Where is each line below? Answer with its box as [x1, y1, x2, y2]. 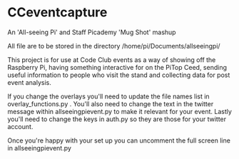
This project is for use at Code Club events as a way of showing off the [7, 55, 216, 64]
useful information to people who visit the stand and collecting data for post [7, 71, 230, 79]
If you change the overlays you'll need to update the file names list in [7, 92, 210, 101]
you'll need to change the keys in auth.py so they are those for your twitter [7, 115, 227, 123]
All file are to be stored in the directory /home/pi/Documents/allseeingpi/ [7, 41, 220, 50]
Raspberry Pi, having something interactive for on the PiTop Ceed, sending [7, 63, 227, 71]
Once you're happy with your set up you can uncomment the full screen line [7, 136, 230, 145]
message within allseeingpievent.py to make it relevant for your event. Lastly [7, 107, 232, 116]
